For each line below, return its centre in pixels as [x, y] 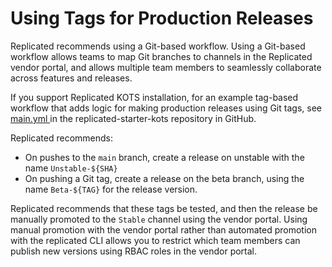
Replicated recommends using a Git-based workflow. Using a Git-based [158, 46]
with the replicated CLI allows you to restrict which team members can [155, 240]
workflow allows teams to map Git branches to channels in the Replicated [161, 56]
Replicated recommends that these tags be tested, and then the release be [164, 208]
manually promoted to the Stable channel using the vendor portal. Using [159, 219]
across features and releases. [71, 78]
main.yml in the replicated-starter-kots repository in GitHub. [133, 118]
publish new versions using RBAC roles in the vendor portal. [134, 251]
